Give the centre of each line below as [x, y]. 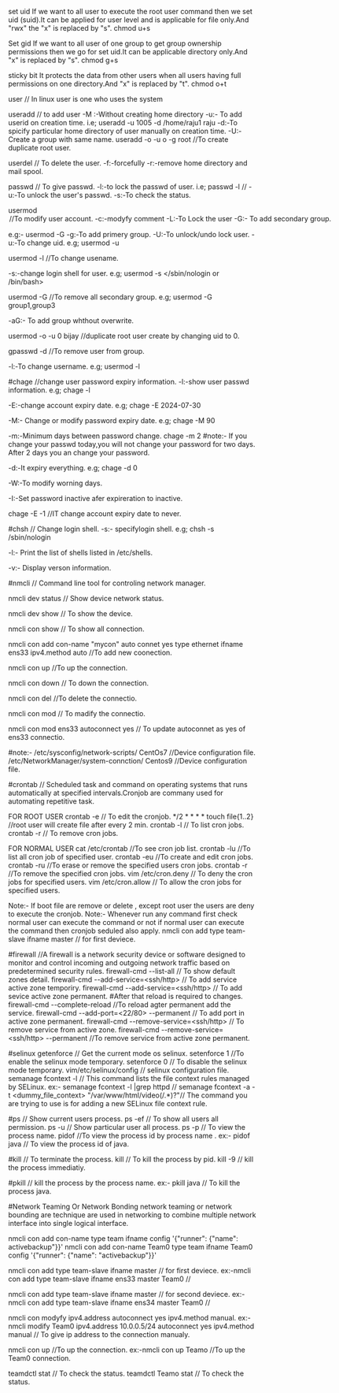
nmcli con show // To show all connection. [76, 629]
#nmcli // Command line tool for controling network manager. [107, 583]
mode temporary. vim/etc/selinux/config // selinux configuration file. [119, 1070]
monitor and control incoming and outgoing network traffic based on [119, 963]
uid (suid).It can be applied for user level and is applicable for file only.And [129, 20]
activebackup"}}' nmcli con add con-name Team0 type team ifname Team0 [131, 1247]
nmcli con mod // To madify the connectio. [77, 713]
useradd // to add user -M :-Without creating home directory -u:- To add [125, 114]
